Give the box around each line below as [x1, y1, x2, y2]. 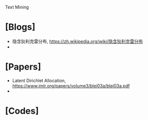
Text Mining [5, 4, 29, 10]
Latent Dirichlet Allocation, [12, 78, 66, 83]
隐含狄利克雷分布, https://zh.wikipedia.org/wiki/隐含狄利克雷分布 [12, 38, 143, 44]
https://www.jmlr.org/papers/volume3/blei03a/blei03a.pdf [12, 82, 130, 88]
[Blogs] [5, 22, 35, 33]
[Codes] [5, 106, 39, 117]
